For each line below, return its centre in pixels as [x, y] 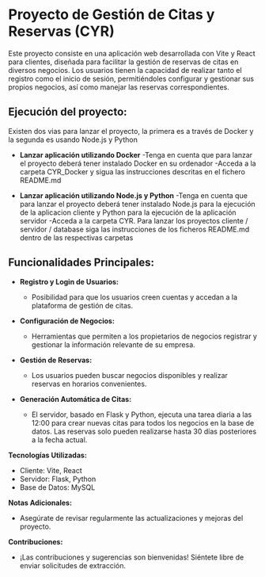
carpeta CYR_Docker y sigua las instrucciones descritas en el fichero [132, 171]
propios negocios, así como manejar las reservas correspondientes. [119, 87]
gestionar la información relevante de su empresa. [113, 344]
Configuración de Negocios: [67, 321]
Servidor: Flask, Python [58, 479]
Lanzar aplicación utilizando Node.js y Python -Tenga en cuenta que [133, 195]
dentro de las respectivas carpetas [76, 237]
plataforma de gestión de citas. [82, 305]
